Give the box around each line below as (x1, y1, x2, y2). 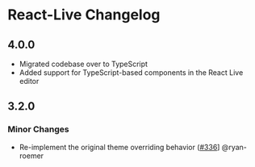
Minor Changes (7, 123, 69, 135)
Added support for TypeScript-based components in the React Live (19, 68, 244, 77)
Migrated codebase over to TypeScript (19, 59, 148, 69)
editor (19, 77, 40, 86)
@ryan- (221, 142, 248, 152)
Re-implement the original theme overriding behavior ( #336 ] (19, 142, 220, 152)
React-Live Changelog (7, 6, 161, 24)
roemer (19, 151, 44, 161)
